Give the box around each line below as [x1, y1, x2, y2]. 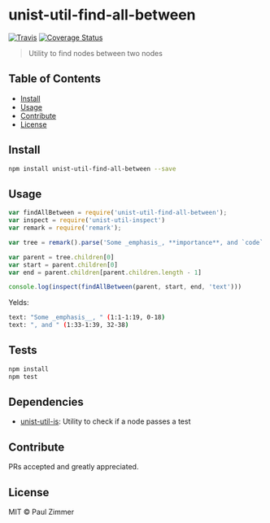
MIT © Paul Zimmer [8, 507, 75, 516]
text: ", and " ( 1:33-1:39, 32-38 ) [8, 321, 129, 329]
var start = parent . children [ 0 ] [8, 260, 118, 269]
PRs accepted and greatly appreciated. [8, 462, 139, 472]
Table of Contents [8, 72, 102, 86]
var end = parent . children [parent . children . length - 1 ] [8, 268, 202, 277]
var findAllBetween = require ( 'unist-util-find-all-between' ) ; [8, 209, 228, 217]
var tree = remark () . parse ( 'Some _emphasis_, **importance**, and [8, 238, 238, 246]
